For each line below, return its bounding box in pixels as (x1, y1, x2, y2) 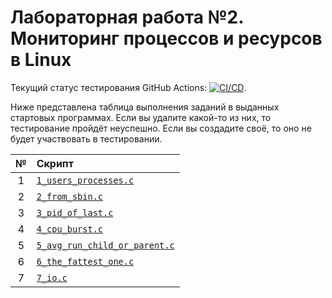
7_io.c (36, 272, 68, 283)
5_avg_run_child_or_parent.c (36, 239, 175, 251)
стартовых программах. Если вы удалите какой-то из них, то (10, 111, 272, 123)
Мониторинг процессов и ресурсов (10, 27, 323, 50)
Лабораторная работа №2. (10, 6, 244, 29)
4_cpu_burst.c (36, 223, 104, 235)
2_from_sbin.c (36, 191, 104, 202)
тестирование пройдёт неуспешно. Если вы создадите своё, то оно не (10, 122, 312, 134)
